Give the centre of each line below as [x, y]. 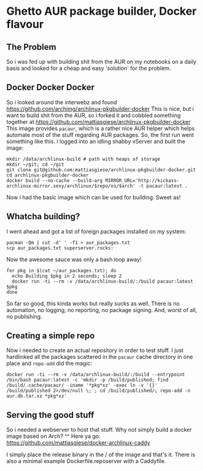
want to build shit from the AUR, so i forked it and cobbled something [94, 115]
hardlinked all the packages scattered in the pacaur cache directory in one [100, 357]
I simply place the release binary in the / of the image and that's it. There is [101, 454]
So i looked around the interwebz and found [62, 102]
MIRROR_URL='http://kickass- [142, 180]
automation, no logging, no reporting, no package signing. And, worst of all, [102, 310]
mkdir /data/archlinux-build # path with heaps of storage [83, 159]
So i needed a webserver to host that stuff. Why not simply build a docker [99, 430]
